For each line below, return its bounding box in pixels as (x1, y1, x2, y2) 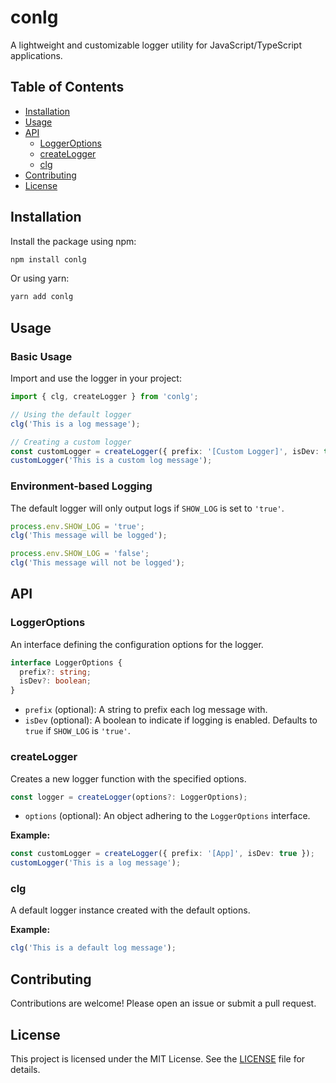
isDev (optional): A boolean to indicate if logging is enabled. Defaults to (24, 714, 318, 726)
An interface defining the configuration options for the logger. (10, 638, 264, 650)
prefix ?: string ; (19, 667, 92, 677)
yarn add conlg (10, 292, 74, 302)
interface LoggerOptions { (10, 657, 123, 668)
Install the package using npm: (10, 235, 137, 247)
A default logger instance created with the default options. (10, 904, 251, 916)
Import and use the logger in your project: (10, 372, 182, 384)
